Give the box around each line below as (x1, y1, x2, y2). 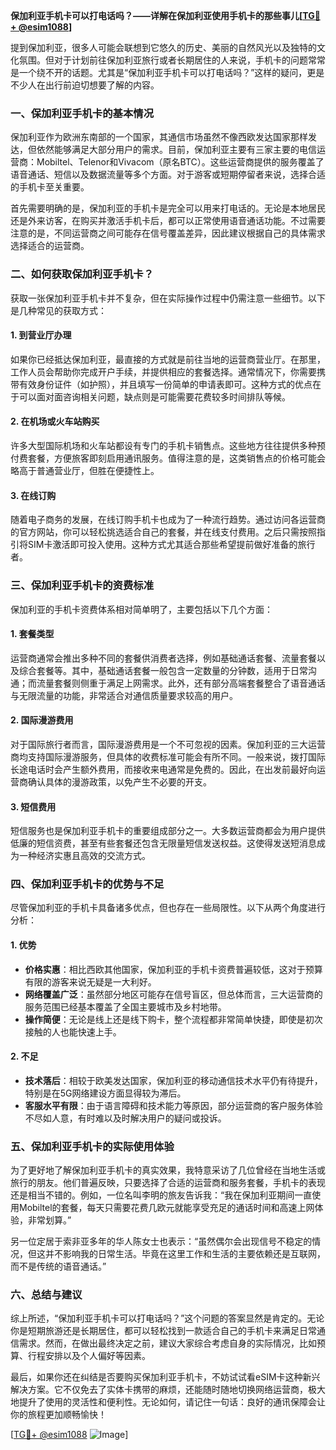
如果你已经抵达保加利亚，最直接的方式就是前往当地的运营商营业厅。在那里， (10, 353, 326, 365)
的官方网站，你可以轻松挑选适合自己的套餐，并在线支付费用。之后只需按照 (10, 526, 317, 538)
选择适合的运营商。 (10, 240, 90, 252)
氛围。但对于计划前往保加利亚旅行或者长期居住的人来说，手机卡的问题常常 (18, 54, 326, 66)
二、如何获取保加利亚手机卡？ (10, 267, 155, 281)
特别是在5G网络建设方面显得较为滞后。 (24, 1087, 187, 1099)
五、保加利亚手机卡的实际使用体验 (10, 1139, 175, 1153)
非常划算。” (27, 1214, 72, 1226)
